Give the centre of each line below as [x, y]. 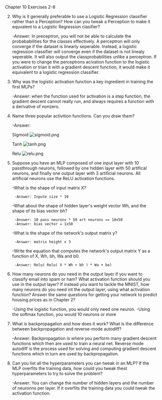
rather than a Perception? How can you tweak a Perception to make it [81, 22]
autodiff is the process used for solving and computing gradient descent [84, 349]
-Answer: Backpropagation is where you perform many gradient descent [84, 338]
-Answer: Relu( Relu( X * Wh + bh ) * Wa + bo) [63, 265]
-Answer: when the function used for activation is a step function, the [81, 96]
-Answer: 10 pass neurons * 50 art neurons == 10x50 [68, 220]
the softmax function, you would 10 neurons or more [64, 314]
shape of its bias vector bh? [40, 211]
